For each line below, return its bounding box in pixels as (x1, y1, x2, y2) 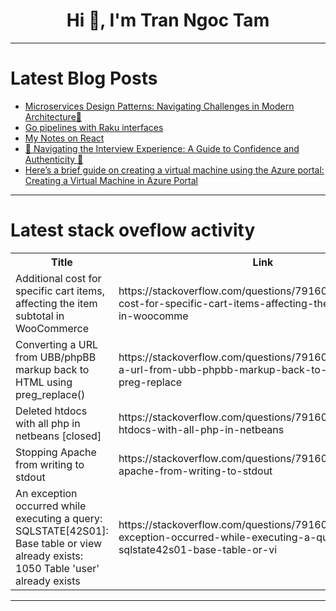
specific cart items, (15, 284, 105, 298)
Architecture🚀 (24, 110, 83, 123)
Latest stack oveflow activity (10, 219, 256, 242)
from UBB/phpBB (15, 350, 97, 364)
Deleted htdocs (15, 404, 88, 418)
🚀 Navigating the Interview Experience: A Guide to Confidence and (24, 142, 300, 154)
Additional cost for (15, 271, 102, 285)
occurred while (15, 499, 87, 513)
